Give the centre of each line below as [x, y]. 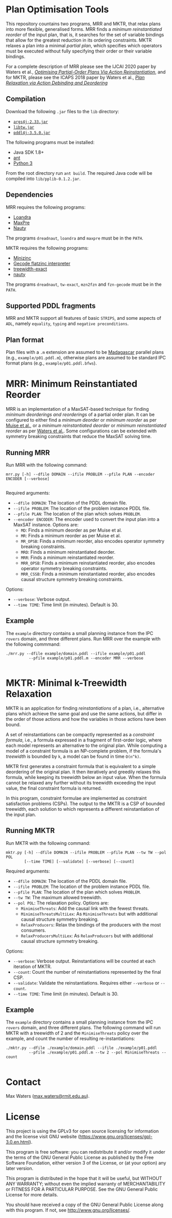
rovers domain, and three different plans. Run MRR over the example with [83, 639]
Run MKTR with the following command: [48, 843]
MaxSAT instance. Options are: [46, 524]
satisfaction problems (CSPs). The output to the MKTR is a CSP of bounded [85, 804]
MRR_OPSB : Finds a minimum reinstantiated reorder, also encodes [88, 563]
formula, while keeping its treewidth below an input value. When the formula [86, 777]
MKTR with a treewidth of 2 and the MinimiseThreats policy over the [77, 1033]
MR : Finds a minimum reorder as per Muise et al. [71, 535]
